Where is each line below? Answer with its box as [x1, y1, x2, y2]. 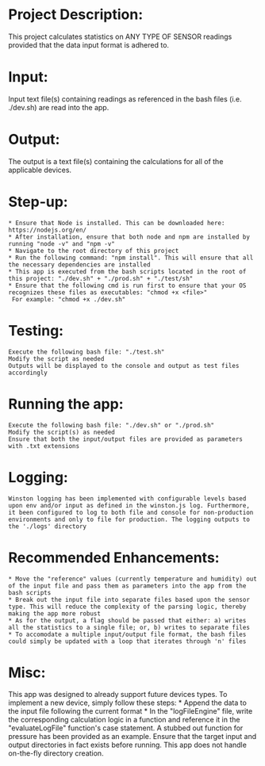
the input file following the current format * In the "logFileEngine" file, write [8, 707, 253, 716]
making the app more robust [8, 609, 102, 618]
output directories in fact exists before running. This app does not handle [8, 740, 248, 750]
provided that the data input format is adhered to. [8, 40, 169, 49]
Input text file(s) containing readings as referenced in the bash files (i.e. [8, 94, 242, 104]
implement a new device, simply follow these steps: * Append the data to [8, 698, 248, 707]
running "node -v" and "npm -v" [8, 239, 115, 247]
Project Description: [8, 6, 144, 24]
